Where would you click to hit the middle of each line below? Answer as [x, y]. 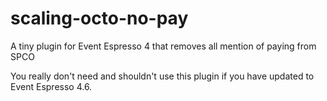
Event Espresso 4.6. [51, 86]
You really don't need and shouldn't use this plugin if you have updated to [162, 76]
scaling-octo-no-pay [99, 18]
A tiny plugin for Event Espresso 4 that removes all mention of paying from [163, 46]
